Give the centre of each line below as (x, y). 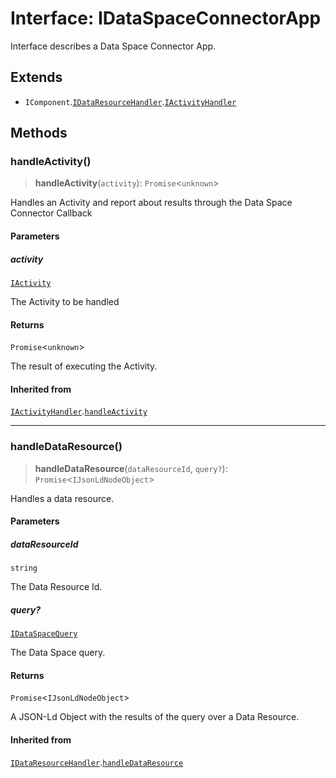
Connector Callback (51, 213)
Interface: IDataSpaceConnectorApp (166, 18)
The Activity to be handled (65, 301)
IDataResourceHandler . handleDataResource (97, 762)
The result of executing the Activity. (84, 366)
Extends (36, 77)
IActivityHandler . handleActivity (79, 411)
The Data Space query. (58, 653)
